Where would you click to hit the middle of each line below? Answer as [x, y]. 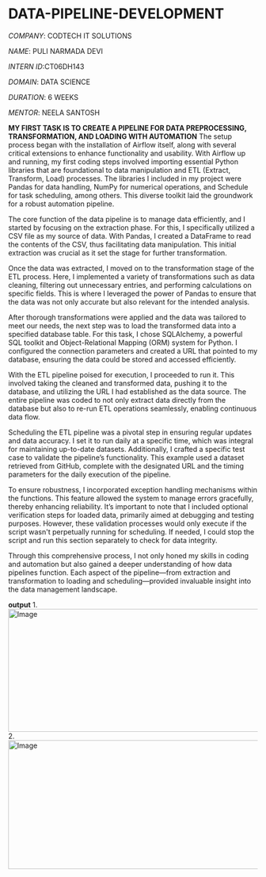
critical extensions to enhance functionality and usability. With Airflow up [127, 153]
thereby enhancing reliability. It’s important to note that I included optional [128, 506]
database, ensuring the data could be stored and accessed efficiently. [122, 359]
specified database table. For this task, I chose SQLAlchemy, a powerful [125, 334]
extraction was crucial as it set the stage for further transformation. [118, 253]
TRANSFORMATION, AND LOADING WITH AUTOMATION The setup [120, 136]
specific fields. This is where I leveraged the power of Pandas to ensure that [132, 293]
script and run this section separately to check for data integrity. [113, 540]
